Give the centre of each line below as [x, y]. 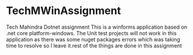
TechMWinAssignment [64, 11]
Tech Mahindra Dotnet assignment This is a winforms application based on [97, 27]
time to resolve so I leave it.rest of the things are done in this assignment [94, 46]
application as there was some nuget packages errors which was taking [93, 39]
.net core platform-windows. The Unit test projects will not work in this [91, 33]
